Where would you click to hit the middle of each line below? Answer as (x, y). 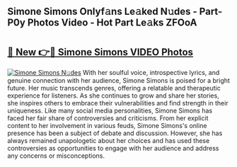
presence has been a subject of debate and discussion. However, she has (115, 133)
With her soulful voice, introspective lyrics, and (151, 73)
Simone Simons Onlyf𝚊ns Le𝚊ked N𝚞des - (103, 12)
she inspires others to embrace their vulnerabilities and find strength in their (118, 103)
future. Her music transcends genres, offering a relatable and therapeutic (114, 88)
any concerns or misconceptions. (56, 156)
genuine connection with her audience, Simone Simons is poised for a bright (118, 80)
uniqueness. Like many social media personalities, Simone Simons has (110, 110)
